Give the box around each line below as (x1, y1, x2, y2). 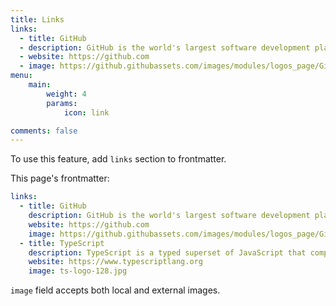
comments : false (10, 126, 78, 136)
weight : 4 (46, 89, 87, 99)
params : (46, 98, 78, 108)
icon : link (63, 107, 110, 118)
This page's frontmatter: (10, 172, 110, 185)
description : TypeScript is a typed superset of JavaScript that (28, 247, 307, 258)
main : (28, 80, 52, 90)
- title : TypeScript (19, 238, 105, 248)
